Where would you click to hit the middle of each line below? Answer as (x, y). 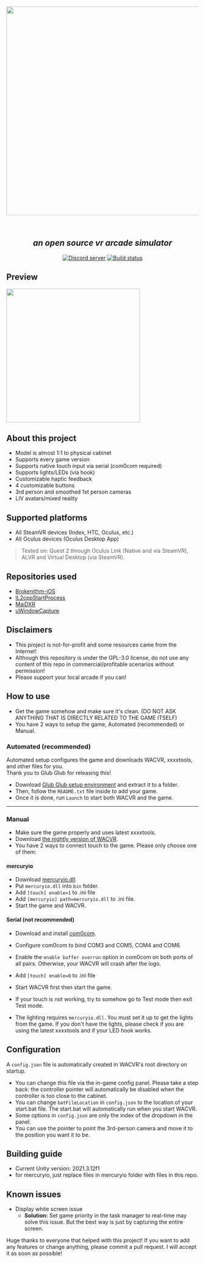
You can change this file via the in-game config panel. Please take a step (107, 1083)
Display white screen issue (49, 1209)
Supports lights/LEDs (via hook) (55, 472)
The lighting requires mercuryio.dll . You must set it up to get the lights (104, 1017)
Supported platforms (47, 518)
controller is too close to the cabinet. (61, 1095)
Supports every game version (52, 459)
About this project (41, 438)
